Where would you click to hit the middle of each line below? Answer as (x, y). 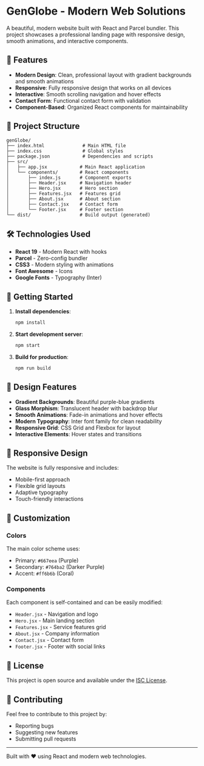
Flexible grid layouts (40, 486)
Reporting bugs (34, 726)
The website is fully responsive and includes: (63, 468)
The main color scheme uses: (43, 549)
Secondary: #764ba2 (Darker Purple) (60, 567)
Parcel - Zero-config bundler (51, 258)
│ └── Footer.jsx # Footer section (65, 209)
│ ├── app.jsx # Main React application (76, 167)
